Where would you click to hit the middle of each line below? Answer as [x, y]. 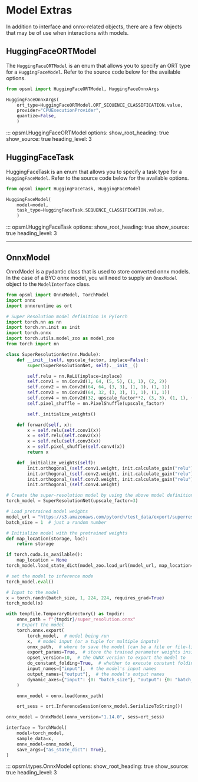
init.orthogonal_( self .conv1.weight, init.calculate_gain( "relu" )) [112, 468]
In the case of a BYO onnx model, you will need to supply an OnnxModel [92, 278]
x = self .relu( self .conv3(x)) [64, 441]
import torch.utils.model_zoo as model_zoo [60, 339]
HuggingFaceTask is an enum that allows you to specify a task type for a [94, 171]
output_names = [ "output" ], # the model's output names [96, 674]
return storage [35, 544]
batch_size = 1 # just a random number [57, 522]
